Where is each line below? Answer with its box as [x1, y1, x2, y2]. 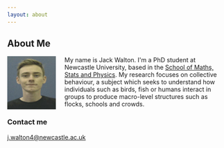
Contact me [7, 118, 48, 127]
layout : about [7, 11, 49, 18]
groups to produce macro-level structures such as [64, 93, 208, 101]
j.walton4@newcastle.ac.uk [7, 133, 86, 141]
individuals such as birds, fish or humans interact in [64, 85, 212, 93]
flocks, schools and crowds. [64, 100, 145, 109]
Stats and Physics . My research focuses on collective [64, 71, 217, 79]
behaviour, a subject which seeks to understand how [64, 78, 216, 86]
